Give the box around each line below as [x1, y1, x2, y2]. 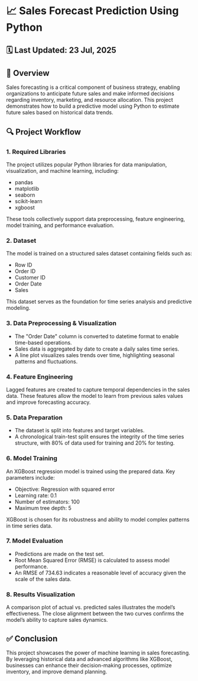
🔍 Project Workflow [6, 127, 82, 137]
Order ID [14, 268, 36, 275]
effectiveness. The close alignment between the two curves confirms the [6, 610, 184, 617]
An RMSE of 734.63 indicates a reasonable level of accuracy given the [14, 569, 186, 576]
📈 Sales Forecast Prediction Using [6, 4, 179, 18]
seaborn [14, 191, 35, 198]
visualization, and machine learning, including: [6, 168, 119, 175]
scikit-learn [14, 198, 43, 205]
